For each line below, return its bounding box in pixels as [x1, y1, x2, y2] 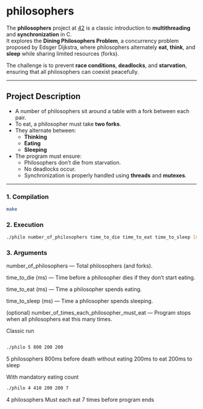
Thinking [24, 133, 47, 140]
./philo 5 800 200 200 [6, 344, 63, 350]
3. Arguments [6, 249, 47, 257]
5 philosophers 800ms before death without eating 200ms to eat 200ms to [6, 355, 192, 362]
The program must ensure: [14, 152, 82, 160]
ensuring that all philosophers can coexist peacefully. [6, 68, 139, 75]
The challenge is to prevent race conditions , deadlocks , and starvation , [6, 62, 187, 69]
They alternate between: [14, 126, 77, 134]
